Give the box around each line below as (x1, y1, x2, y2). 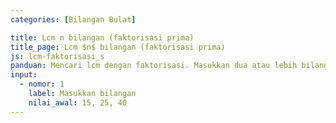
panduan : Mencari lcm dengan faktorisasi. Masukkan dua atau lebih (10, 61, 298, 71)
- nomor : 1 (19, 79, 65, 90)
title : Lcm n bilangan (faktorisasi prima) (10, 32, 195, 43)
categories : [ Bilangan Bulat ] (10, 14, 137, 25)
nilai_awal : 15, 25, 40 (28, 97, 128, 108)
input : (10, 70, 38, 80)
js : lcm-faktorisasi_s (10, 51, 105, 61)
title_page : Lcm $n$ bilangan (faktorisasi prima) (10, 42, 226, 52)
